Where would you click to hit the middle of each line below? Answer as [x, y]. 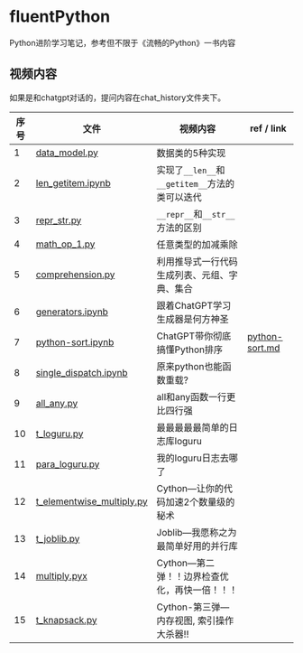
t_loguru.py [60, 434]
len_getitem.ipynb [73, 182]
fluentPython [60, 17]
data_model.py [67, 153]
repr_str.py [59, 220]
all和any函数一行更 [196, 396]
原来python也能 [189, 366]
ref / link [268, 128]
